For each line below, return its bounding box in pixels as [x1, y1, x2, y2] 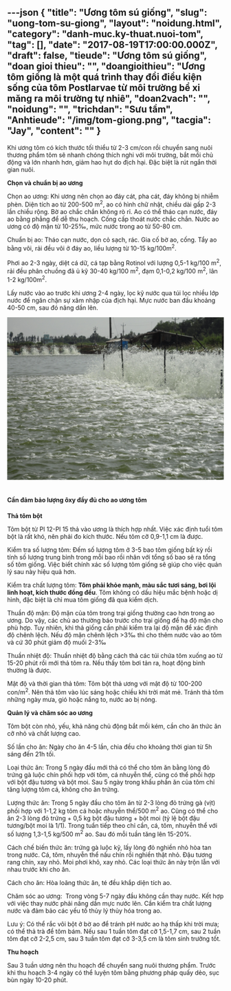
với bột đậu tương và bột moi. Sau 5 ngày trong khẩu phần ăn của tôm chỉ [7, 778, 215, 786]
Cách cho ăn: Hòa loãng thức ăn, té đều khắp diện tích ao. [7, 878, 172, 886]
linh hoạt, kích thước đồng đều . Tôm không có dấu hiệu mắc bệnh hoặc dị [7, 588, 218, 596]
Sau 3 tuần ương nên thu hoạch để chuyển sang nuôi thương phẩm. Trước [7, 961, 217, 969]
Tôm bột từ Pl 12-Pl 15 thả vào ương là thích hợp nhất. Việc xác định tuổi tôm [7, 524, 223, 533]
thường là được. [7, 665, 52, 674]
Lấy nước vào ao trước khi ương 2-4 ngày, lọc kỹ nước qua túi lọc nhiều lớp [7, 289, 219, 297]
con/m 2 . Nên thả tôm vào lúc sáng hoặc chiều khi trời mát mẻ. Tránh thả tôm [7, 686, 224, 696]
